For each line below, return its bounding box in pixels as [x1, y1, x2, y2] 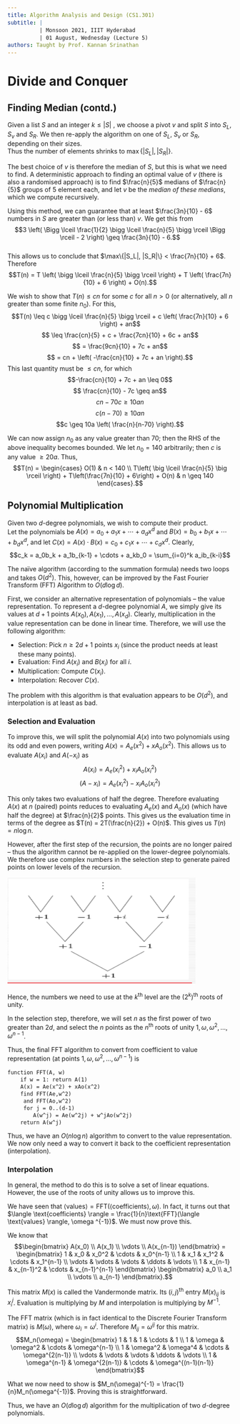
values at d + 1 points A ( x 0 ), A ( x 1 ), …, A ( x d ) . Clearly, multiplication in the [7, 610, 216, 621]
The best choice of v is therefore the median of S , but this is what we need [7, 162, 227, 171]
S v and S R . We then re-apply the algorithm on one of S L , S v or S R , [7, 129, 200, 140]
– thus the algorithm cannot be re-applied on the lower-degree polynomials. [7, 848, 231, 856]
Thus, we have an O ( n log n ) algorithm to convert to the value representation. [7, 1132, 232, 1140]
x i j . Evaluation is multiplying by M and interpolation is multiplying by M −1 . [7, 1297, 221, 1308]
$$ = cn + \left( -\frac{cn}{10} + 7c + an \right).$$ [46, 354, 194, 362]
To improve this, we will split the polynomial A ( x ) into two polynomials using [7, 733, 230, 741]
